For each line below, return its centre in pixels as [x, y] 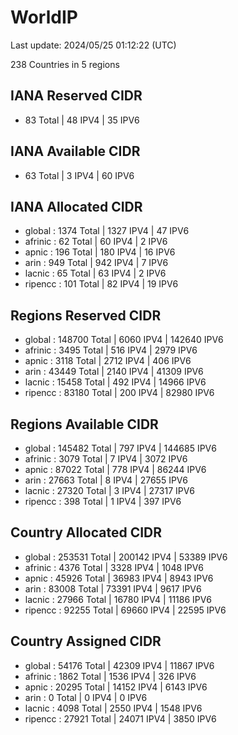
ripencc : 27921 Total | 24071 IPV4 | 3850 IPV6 [120, 718]
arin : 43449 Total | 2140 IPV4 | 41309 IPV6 [114, 372]
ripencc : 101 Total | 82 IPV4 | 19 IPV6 [101, 284]
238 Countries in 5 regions [65, 64]
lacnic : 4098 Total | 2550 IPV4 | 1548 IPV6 [113, 708]
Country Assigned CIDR [86, 641]
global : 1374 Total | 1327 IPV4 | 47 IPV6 [107, 231]
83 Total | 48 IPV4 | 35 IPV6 [82, 120]
